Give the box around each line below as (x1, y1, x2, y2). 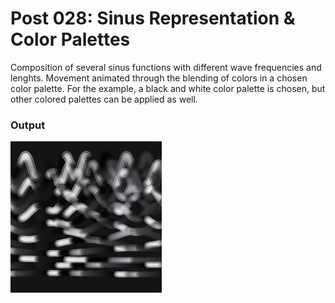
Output (10, 118, 46, 132)
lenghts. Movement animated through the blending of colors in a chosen (10, 72, 308, 84)
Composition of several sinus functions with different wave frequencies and (10, 61, 322, 73)
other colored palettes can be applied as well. (10, 93, 198, 105)
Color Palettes (10, 28, 131, 51)
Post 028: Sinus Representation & (10, 7, 296, 30)
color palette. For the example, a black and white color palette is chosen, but (10, 82, 326, 94)
